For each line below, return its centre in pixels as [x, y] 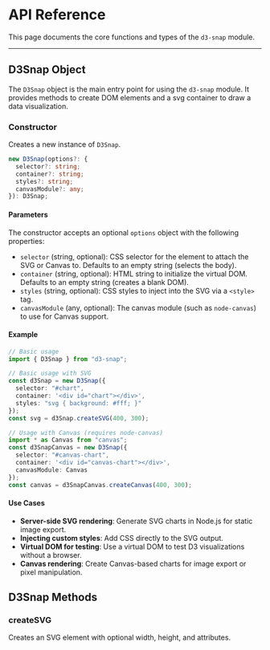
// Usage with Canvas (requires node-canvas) [86, 433]
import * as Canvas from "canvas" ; [68, 440]
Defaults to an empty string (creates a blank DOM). [104, 282]
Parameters [28, 214]
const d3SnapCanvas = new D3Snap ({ [68, 448]
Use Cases [27, 503]
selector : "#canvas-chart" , [63, 455]
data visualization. [38, 106]
